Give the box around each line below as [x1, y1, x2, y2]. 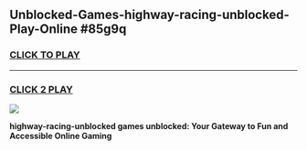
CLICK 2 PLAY [9, 83, 73, 95]
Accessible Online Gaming [9, 130, 112, 141]
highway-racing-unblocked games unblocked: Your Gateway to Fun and [9, 120, 289, 131]
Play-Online [9, 22, 78, 37]
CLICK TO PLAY [9, 49, 80, 62]
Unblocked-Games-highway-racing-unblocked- [9, 7, 290, 23]
